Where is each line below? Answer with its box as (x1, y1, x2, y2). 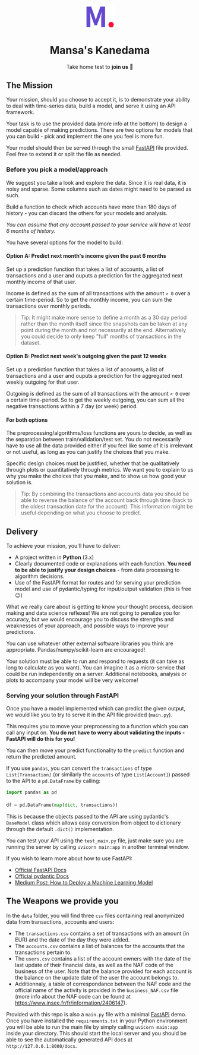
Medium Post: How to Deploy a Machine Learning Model (14, 879, 153, 886)
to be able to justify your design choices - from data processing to (14, 567, 180, 574)
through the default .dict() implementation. (6, 825, 114, 832)
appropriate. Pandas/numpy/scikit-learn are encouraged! (6, 646, 146, 653)
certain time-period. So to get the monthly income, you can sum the (6, 296, 172, 303)
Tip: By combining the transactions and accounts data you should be (20, 490, 189, 498)
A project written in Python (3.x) (14, 554, 94, 561)
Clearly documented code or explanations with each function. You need (14, 560, 191, 567)
